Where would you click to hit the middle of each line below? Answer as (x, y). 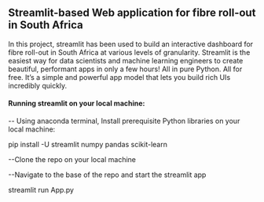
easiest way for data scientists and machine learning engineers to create (126, 60)
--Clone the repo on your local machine (72, 160)
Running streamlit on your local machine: (77, 103)
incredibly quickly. (38, 85)
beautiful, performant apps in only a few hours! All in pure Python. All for (125, 69)
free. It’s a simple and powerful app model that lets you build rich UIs (119, 77)
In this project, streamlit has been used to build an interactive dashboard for (131, 44)
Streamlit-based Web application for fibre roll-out (132, 13)
